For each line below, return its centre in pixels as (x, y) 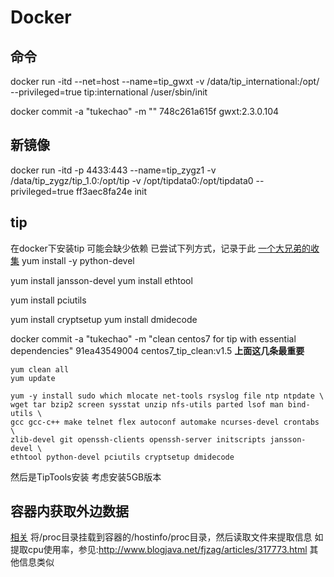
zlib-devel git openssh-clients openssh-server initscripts (138, 439)
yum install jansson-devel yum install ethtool (101, 280)
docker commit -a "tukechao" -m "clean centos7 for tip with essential (153, 338)
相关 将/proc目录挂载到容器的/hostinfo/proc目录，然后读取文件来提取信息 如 (167, 537)
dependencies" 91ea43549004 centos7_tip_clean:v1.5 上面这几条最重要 (157, 350)
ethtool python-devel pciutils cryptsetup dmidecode (122, 457)
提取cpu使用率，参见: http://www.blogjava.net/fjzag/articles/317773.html (159, 550)
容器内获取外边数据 (69, 511)
